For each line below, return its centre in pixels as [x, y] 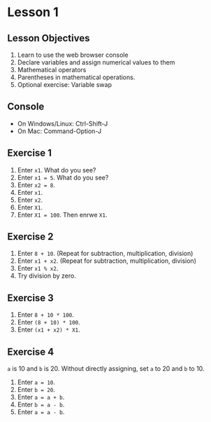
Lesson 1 [33, 12]
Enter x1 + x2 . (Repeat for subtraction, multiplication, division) [107, 261]
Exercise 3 [30, 298]
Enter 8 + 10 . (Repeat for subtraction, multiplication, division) [105, 254]
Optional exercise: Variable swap [64, 84]
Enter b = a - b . [41, 404]
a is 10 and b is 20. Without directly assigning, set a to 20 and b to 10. [106, 369]
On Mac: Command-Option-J [59, 131]
